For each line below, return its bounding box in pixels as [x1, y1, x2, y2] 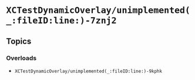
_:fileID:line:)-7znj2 [6, 15, 117, 26]
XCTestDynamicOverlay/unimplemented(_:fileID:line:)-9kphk [14, 68, 163, 74]
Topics [6, 36, 32, 46]
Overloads [6, 54, 37, 62]
